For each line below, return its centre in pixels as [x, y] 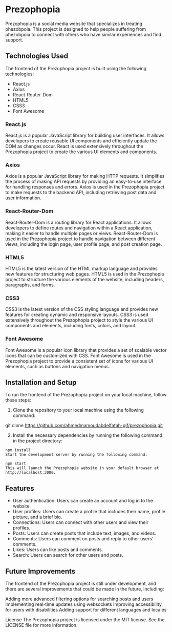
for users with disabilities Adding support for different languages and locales [86, 609]
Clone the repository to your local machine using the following [78, 410]
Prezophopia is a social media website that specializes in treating [74, 24]
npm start [16, 464]
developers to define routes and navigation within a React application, [79, 228]
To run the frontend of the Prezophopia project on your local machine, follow [86, 395]
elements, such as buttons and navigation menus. [58, 366]
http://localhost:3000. [31, 473]
